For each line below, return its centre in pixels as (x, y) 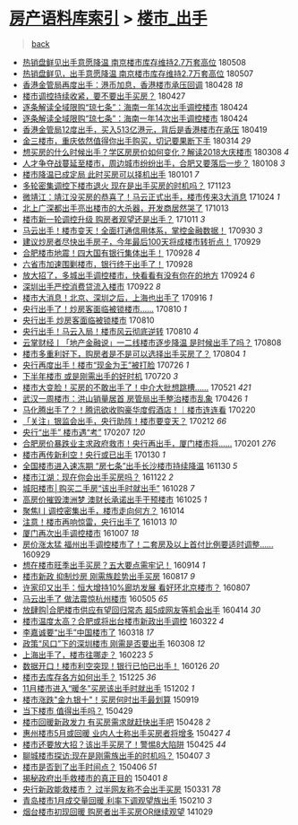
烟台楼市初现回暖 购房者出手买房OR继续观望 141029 (117, 812)
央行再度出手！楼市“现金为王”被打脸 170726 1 (106, 365)
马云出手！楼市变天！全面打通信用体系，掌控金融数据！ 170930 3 (142, 230)
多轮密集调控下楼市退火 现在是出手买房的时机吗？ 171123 (126, 186)
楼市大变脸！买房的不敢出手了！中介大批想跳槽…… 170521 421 (136, 387)
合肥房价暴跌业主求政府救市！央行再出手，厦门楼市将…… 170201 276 (149, 443)
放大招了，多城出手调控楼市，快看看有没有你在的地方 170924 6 (138, 275)
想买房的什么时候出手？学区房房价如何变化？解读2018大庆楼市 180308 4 (155, 152)
